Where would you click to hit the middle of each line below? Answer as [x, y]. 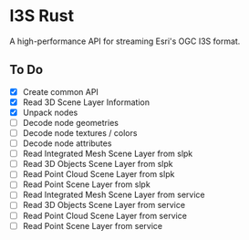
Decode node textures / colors [80, 133]
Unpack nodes [50, 112]
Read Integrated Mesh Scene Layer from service [114, 195]
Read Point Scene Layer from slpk [86, 184]
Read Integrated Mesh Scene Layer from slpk [108, 154]
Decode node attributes [67, 143]
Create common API [60, 91]
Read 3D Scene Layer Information [86, 102]
